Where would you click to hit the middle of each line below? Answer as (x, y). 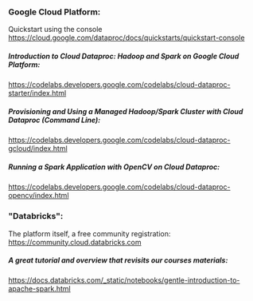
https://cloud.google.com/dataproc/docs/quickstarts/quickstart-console (127, 38)
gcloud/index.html (38, 149)
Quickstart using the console (55, 30)
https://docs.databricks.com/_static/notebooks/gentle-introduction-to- (124, 280)
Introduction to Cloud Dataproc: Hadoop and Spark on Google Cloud (124, 56)
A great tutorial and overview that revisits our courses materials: (118, 260)
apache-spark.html (39, 289)
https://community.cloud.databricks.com (75, 242)
